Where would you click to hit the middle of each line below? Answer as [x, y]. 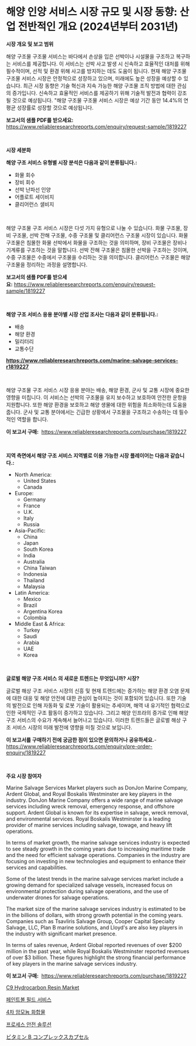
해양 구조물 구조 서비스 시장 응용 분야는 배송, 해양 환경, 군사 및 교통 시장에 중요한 [98, 390]
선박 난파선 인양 [32, 189]
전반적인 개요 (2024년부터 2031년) [98, 27]
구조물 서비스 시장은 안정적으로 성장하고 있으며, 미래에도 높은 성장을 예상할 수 [94, 78]
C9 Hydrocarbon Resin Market [43, 987]
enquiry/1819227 [26, 752]
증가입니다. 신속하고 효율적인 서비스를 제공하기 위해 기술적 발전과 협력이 [94, 93]
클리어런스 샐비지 [34, 204]
